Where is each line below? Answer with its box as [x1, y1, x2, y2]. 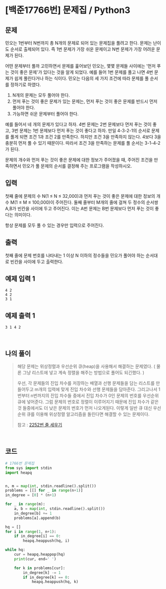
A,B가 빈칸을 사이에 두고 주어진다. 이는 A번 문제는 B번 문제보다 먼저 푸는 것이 [5, 205, 154, 211]
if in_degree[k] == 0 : [23, 575, 70, 580]
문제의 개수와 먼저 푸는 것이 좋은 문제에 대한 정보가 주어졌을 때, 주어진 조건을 [5, 157, 153, 163]
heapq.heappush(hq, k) [31, 580, 79, 585]
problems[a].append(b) [14, 515, 61, 520]
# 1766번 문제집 [5, 461, 35, 466]
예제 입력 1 [5, 274, 36, 283]
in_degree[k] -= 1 [23, 570, 61, 575]
